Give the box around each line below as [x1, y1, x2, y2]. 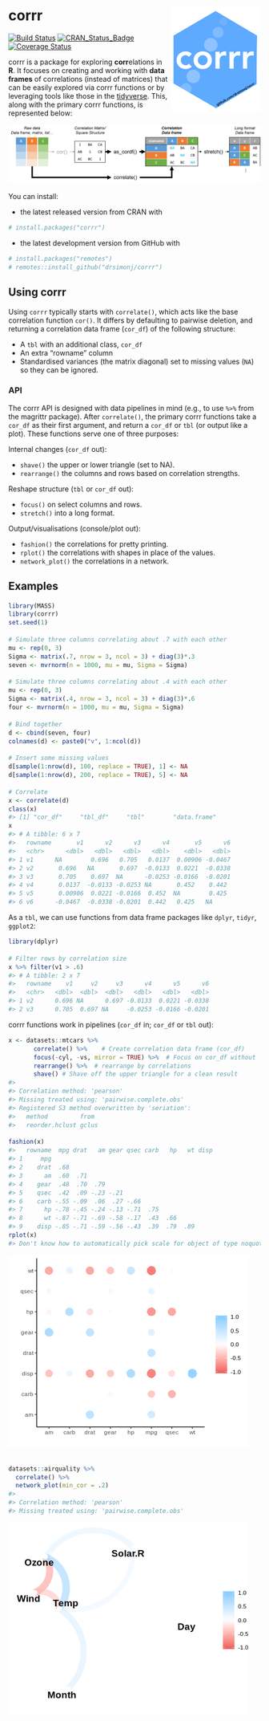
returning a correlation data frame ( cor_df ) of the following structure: [8, 323, 236, 333]
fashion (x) [8, 1138, 45, 1146]
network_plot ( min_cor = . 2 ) [15, 1482, 110, 1490]
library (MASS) [8, 601, 56, 610]
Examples [8, 580, 58, 593]
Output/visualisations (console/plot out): [8, 523, 142, 533]
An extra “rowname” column [19, 348, 114, 357]
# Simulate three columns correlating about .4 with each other [8, 677, 227, 686]
